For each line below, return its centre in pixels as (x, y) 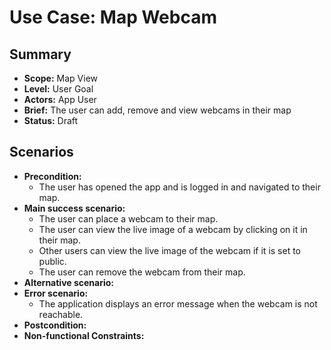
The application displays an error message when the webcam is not (178, 303)
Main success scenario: (74, 208)
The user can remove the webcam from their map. (142, 272)
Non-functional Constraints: (84, 335)
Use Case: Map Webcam (113, 17)
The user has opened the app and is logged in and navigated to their (179, 187)
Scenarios (41, 152)
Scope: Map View (61, 78)
